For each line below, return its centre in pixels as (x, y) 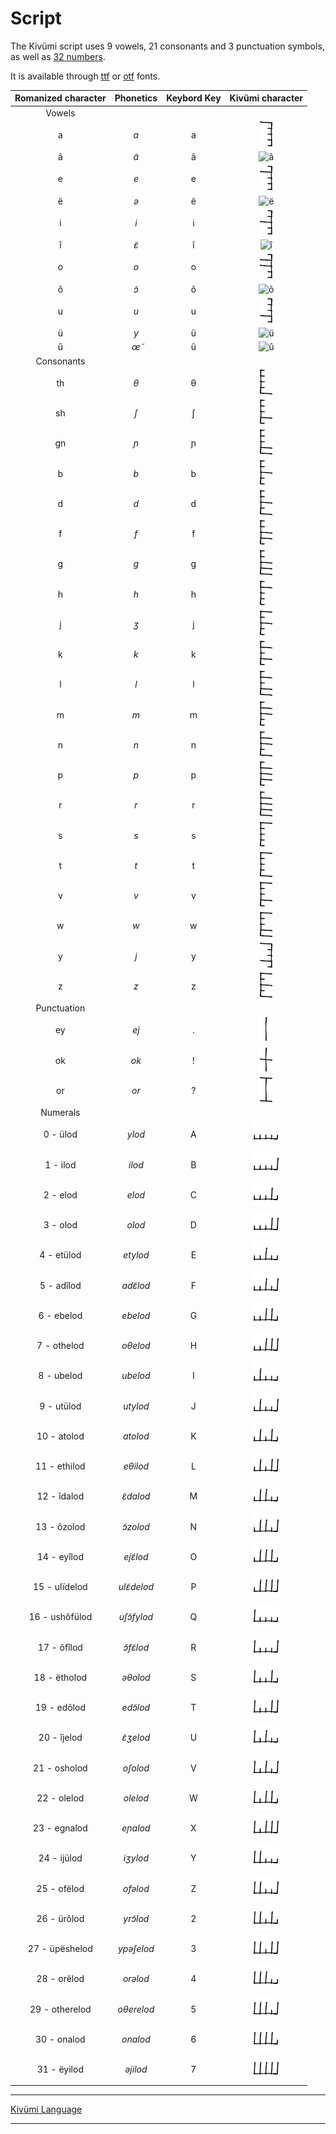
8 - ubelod (60, 1376)
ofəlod (136, 1888)
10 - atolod (60, 1436)
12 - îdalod (60, 1496)
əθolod (136, 1677)
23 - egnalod (60, 1828)
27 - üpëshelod (60, 1949)
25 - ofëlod (60, 1888)
